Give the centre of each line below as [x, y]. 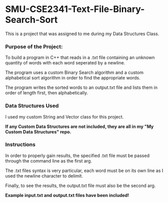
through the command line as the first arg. [49, 160]
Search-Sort [31, 20]
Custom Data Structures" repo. [38, 131]
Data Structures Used [32, 106]
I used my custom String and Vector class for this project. [64, 116]
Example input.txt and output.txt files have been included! [67, 195]
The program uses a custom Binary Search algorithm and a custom [74, 72]
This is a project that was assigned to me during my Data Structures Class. [82, 33]
